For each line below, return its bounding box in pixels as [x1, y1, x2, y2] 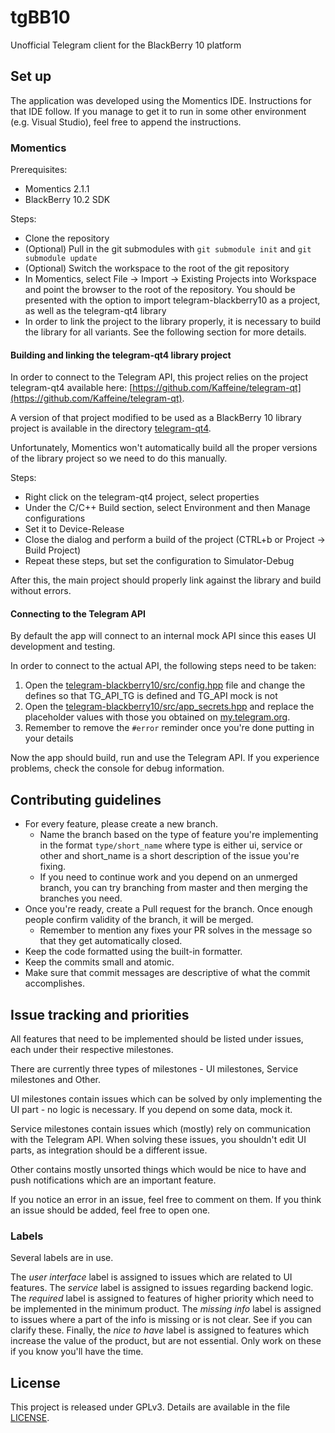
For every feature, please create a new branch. [24, 818, 219, 830]
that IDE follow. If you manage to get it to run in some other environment [10, 105, 307, 117]
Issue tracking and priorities [10, 1006, 190, 1023]
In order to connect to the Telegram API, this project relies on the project [10, 371, 309, 383]
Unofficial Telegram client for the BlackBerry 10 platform [10, 39, 242, 51]
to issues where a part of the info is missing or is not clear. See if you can [10, 1314, 313, 1326]
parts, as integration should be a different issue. [10, 1144, 208, 1156]
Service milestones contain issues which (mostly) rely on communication [10, 1123, 311, 1135]
